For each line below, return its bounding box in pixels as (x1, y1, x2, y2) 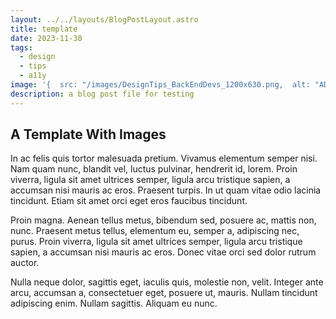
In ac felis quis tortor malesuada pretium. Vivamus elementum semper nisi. (10, 152, 318, 165)
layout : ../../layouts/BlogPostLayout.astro (10, 14, 199, 25)
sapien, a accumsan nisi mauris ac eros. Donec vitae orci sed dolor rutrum (10, 246, 317, 258)
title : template (10, 24, 78, 34)
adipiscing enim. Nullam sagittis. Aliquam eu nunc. (10, 297, 218, 310)
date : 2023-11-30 (10, 33, 83, 43)
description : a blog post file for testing (10, 89, 195, 99)
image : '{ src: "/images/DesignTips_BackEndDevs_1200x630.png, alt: (10, 80, 311, 90)
